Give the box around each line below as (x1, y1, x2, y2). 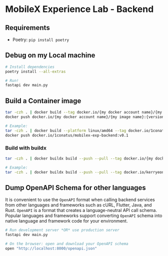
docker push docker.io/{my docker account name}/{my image (5, 114, 131, 119)
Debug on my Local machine (5, 51, 95, 59)
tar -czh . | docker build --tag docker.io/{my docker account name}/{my (5, 110, 162, 115)
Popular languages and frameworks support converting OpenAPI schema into (5, 212, 162, 218)
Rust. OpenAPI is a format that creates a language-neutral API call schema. (5, 207, 157, 213)
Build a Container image (5, 96, 81, 105)
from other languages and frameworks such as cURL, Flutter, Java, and (5, 202, 152, 208)
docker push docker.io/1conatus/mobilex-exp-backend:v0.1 (5, 132, 128, 138)
